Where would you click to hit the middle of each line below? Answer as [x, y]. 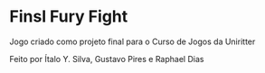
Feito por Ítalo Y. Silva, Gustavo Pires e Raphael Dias [107, 59]
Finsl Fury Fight [69, 17]
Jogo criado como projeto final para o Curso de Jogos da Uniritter [132, 41]
